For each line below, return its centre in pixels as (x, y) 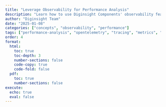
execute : (14, 88)
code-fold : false (32, 70)
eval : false (22, 97)
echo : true (21, 92)
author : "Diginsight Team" (33, 19)
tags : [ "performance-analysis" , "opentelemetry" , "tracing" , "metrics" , (82, 33)
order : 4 (14, 37)
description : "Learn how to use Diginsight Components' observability (79, 14)
